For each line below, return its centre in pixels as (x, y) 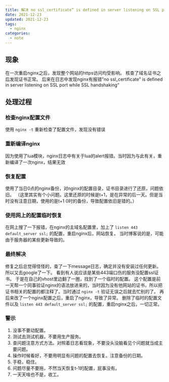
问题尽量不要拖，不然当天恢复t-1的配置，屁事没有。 (66, 368)
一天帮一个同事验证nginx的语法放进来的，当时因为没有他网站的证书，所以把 (84, 285)
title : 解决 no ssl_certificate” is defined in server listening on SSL (82, 10)
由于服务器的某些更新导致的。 (36, 240)
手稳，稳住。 (26, 362)
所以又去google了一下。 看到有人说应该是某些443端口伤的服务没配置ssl (80, 272)
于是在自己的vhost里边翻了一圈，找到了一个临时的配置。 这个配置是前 (88, 279)
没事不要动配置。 (30, 330)
